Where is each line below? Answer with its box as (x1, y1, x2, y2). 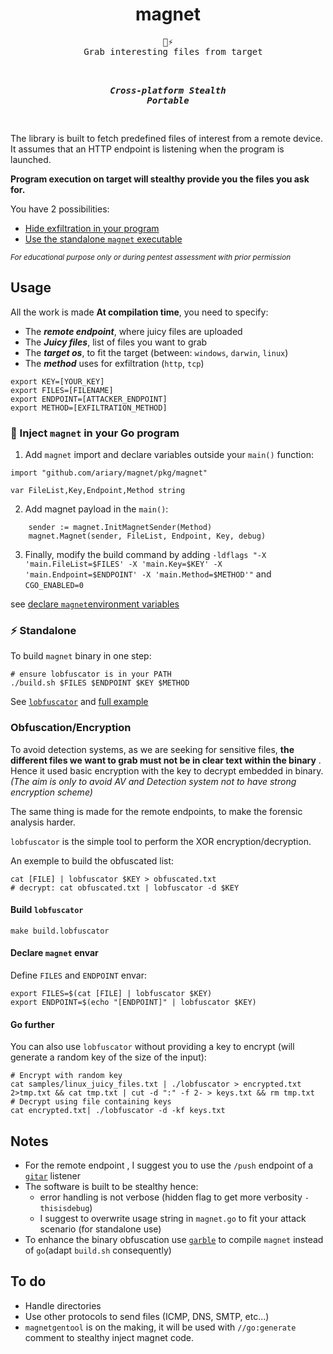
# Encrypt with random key (10, 1071, 123, 1081)
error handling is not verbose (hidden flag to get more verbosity (39, 1191, 303, 1203)
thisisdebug (39, 1204, 90, 1214)
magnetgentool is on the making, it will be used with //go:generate (24, 1321, 297, 1333)
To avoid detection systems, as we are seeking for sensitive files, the (10, 743, 295, 755)
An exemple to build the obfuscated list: (10, 854, 175, 867)
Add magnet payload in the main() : (24, 503, 169, 515)
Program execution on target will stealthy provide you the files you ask (10, 173, 310, 185)
